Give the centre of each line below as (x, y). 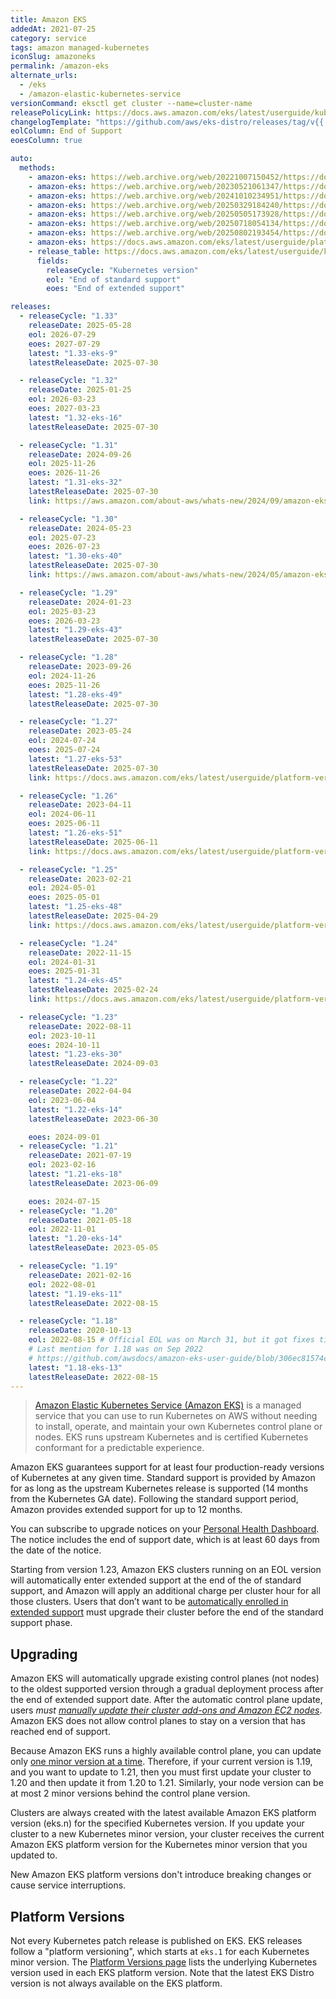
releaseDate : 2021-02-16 (80, 1275)
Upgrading (44, 1654)
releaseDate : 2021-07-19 (80, 1156)
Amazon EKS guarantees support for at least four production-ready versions (167, 1467)
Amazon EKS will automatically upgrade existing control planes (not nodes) (165, 1678)
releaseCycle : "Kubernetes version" (122, 270)
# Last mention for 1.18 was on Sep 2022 (115, 1349)
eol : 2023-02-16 (62, 1165)
